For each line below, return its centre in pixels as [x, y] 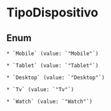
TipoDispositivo [52, 13]
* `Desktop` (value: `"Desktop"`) [56, 77]
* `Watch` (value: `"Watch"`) [50, 101]
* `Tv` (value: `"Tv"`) [40, 90]
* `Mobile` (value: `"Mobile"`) [52, 53]
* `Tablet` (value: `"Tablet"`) [52, 66]
